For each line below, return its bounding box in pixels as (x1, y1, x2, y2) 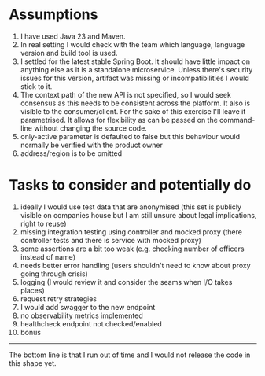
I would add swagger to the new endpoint (20, 302, 156, 311)
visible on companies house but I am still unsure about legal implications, (20, 210, 257, 219)
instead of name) (20, 252, 75, 261)
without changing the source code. (33, 123, 148, 133)
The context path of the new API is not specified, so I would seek (20, 90, 231, 99)
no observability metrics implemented (20, 311, 144, 320)
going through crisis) (20, 269, 89, 278)
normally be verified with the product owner (20, 140, 164, 149)
